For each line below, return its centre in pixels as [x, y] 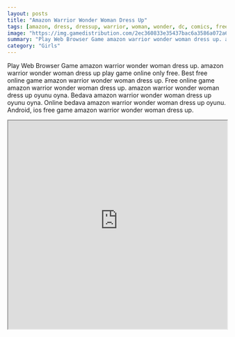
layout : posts [28, 14]
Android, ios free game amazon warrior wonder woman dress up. [100, 110]
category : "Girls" [34, 46]
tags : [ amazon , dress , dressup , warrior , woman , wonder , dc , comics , [110, 26]
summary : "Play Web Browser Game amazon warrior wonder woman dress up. [115, 40]
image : [17, 33]
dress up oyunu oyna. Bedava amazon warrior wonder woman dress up [110, 95]
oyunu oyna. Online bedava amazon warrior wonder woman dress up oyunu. [116, 102]
